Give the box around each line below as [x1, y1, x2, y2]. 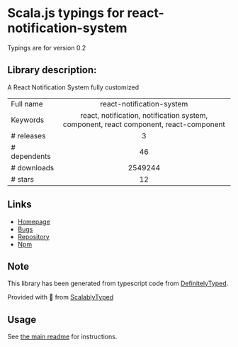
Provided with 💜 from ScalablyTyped [7, 293, 114, 302]
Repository [17, 232, 50, 241]
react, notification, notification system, [80, 110, 208, 120]
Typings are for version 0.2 [7, 43, 86, 52]
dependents [11, 151, 51, 161]
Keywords [11, 115, 45, 125]
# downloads [11, 163, 55, 172]
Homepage [17, 217, 51, 226]
